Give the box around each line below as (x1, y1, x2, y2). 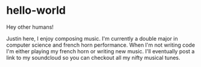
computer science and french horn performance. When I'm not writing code (6, 41, 195, 48)
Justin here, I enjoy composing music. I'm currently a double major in (6, 35, 178, 42)
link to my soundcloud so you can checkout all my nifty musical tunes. (6, 54, 180, 61)
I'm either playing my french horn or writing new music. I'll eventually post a (6, 47, 195, 54)
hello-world (6, 4, 66, 17)
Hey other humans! (6, 23, 54, 31)
